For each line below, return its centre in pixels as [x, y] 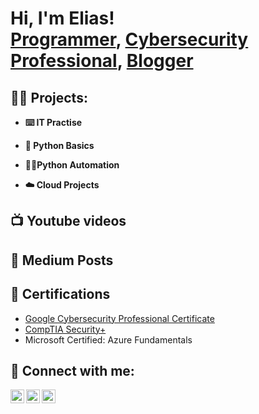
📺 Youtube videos [68, 221]
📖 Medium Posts [62, 260]
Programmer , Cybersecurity [129, 39]
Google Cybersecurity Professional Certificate [119, 318]
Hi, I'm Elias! [62, 18]
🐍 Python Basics [59, 145]
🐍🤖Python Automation [72, 165]
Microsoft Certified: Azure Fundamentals [108, 339]
